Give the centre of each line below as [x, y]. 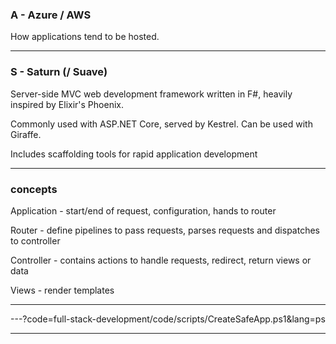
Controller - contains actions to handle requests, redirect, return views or [161, 260]
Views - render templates [62, 290]
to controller [35, 240]
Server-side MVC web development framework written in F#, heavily [151, 94]
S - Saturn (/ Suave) [59, 72]
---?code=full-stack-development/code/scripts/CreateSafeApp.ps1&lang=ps [168, 319]
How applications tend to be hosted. [85, 37]
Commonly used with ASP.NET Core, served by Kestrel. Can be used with [161, 124]
